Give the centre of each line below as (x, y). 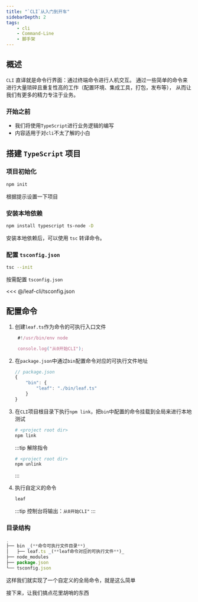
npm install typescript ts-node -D (50, 226)
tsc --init (20, 268)
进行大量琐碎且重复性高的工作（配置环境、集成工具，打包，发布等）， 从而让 (99, 87)
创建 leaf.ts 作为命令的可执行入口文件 (60, 327)
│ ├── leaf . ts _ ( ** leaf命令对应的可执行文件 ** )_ (65, 552)
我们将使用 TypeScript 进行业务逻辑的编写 (64, 125)
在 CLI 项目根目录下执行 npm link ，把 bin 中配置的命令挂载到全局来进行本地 (103, 411)
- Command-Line (35, 34)
